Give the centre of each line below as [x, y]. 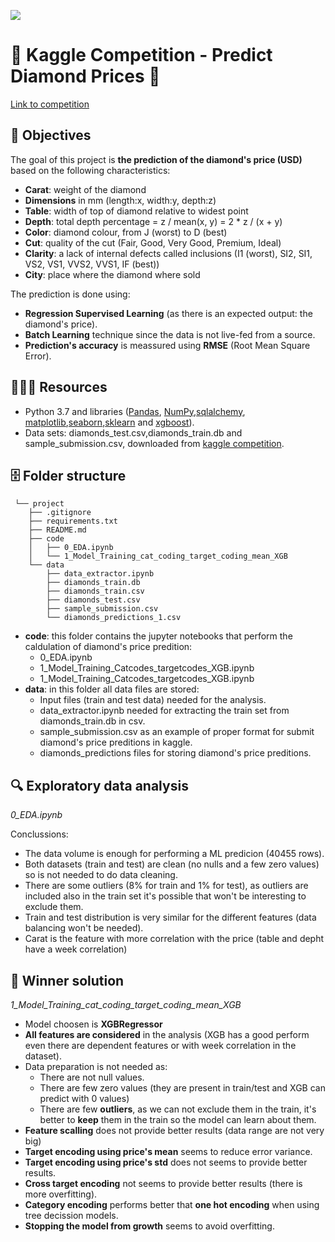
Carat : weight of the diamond [85, 189]
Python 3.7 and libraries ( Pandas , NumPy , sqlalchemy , [135, 411]
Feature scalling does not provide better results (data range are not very [174, 1130]
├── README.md [57, 530]
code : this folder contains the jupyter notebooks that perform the [158, 636]
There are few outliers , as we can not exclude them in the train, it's [178, 1109]
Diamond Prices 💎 [85, 76]
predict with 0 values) [84, 1098]
